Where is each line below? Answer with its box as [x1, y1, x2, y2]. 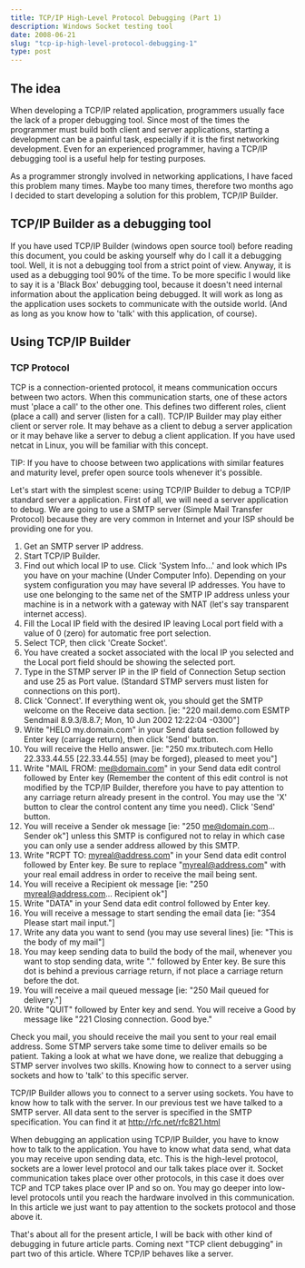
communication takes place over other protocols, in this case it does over [10, 1173, 285, 1184]
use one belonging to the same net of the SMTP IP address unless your [23, 589, 290, 600]
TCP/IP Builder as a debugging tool [10, 216, 212, 232]
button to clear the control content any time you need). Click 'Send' [23, 801, 276, 813]
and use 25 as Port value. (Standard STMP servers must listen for [23, 676, 269, 687]
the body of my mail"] [23, 936, 105, 947]
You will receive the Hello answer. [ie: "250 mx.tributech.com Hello [23, 744, 273, 755]
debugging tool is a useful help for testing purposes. [10, 153, 207, 163]
